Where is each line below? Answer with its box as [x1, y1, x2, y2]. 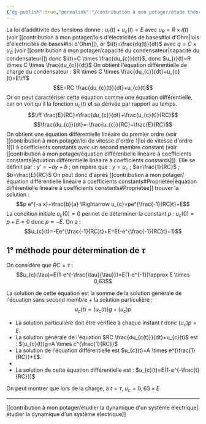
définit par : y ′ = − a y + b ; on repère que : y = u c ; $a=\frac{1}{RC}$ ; [6, 163, 180, 172]
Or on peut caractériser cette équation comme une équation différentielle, [6, 93, 193, 101]
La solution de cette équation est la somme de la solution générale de [6, 289, 182, 297]
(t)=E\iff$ [6, 74, 29, 82]
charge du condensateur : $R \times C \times [6, 68, 120, 76]
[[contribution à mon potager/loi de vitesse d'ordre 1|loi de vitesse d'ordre [6, 137, 193, 144]
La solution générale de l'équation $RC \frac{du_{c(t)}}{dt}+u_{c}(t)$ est [15, 334, 198, 341]
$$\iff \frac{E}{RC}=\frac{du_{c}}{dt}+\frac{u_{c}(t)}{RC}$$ [28, 111, 178, 119]
